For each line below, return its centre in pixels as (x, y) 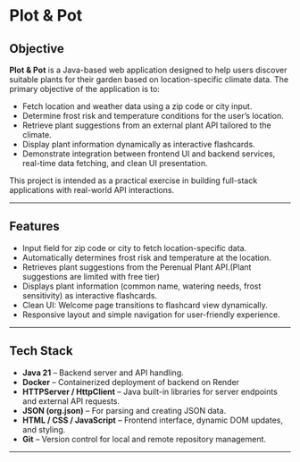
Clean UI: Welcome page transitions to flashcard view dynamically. (145, 305)
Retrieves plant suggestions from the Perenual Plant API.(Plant (137, 267)
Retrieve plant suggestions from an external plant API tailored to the (147, 125)
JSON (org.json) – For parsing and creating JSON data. (124, 410)
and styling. (44, 429)
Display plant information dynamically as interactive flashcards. (139, 144)
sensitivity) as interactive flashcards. (90, 295)
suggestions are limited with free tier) (91, 276)
